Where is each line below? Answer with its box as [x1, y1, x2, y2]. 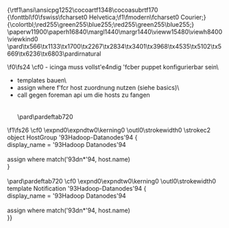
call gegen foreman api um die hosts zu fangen [16, 91, 151, 99]
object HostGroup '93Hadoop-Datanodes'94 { [7, 133, 138, 141]
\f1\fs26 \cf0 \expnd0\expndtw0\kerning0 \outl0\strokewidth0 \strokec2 [7, 126, 211, 134]
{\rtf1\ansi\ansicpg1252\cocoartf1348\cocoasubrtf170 [7, 6, 158, 14]
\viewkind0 [7, 35, 38, 43]
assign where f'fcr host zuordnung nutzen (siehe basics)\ [16, 84, 180, 91]
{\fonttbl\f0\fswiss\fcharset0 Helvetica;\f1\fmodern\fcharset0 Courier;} [7, 13, 207, 21]
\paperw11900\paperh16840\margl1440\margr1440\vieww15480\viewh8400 [7, 27, 223, 36]
